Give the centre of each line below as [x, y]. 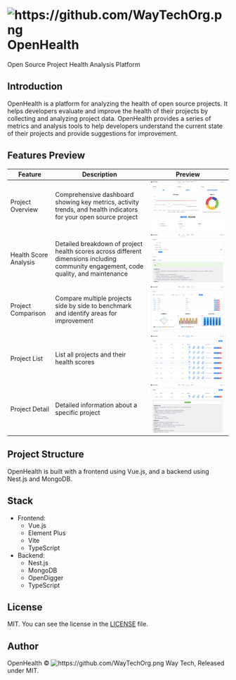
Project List [27, 358]
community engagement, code [99, 266]
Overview [24, 210]
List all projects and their [91, 354]
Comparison [28, 313]
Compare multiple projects [93, 298]
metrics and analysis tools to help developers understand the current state [115, 126]
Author [23, 646]
